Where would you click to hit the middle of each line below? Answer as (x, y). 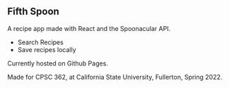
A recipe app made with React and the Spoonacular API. (89, 28)
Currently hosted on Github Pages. (58, 63)
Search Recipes (40, 42)
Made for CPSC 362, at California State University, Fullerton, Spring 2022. (115, 77)
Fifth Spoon (34, 12)
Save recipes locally (47, 49)
